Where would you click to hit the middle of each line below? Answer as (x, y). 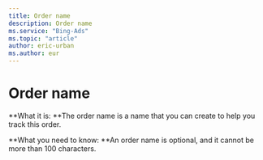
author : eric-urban (41, 46)
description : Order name (50, 23)
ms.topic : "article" (43, 38)
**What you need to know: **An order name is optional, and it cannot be (131, 140)
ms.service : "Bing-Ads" (49, 31)
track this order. (35, 124)
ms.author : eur (34, 53)
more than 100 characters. (52, 148)
